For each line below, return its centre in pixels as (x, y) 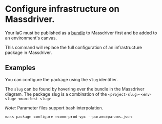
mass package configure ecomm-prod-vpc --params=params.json (69, 117)
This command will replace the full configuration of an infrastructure (74, 47)
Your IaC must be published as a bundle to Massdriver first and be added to (81, 33)
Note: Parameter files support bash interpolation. (54, 107)
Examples (20, 68)
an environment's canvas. (31, 38)
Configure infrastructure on (62, 9)
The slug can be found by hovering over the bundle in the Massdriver (75, 89)
